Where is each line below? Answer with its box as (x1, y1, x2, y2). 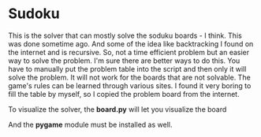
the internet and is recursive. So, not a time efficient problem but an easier (8, 47, 250, 57)
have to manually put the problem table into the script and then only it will (8, 64, 247, 73)
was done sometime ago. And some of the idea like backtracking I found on (8, 39, 254, 48)
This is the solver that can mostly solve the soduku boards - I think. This (8, 31, 242, 40)
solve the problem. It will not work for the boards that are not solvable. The (8, 72, 251, 82)
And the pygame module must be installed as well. (8, 120, 173, 129)
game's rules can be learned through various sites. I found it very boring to (8, 80, 252, 91)
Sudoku (8, 5, 61, 23)
